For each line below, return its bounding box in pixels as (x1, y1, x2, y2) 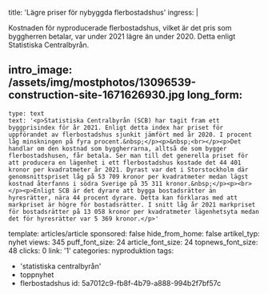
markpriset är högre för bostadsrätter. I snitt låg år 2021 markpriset (8, 200, 256, 208)
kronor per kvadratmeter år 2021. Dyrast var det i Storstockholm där (8, 165, 249, 174)
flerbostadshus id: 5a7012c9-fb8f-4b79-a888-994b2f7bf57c (19, 278, 222, 288)
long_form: (186, 88, 243, 102)
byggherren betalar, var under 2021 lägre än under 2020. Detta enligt (8, 32, 236, 41)
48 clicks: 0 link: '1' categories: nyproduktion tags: (8, 245, 174, 256)
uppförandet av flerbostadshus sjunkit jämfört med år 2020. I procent (8, 131, 252, 139)
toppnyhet (19, 269, 54, 280)
